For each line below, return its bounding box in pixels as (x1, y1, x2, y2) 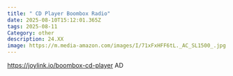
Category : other (7, 29, 54, 37)
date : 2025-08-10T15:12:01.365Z (7, 17, 101, 23)
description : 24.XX (7, 36, 64, 43)
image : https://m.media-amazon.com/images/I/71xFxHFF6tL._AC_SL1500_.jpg (7, 42, 227, 49)
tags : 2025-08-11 (7, 23, 58, 30)
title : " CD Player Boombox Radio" (7, 10, 111, 17)
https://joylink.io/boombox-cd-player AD (7, 61, 123, 69)
